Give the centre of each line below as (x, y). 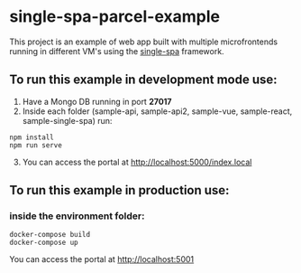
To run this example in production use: (119, 190)
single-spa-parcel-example (115, 17)
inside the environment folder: (77, 216)
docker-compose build (50, 235)
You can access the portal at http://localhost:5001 (102, 259)
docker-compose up (44, 243)
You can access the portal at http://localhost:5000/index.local (137, 162)
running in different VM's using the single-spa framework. (117, 51)
